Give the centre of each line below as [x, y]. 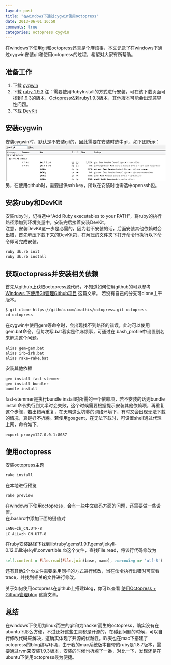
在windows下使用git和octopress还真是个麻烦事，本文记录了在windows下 [82, 48]
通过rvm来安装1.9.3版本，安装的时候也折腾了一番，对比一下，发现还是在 [85, 651]
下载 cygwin [25, 85]
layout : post [19, 11]
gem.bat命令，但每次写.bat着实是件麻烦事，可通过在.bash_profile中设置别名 [85, 332]
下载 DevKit [25, 111]
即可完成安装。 [25, 242]
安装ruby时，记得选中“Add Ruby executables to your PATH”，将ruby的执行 [83, 216]
